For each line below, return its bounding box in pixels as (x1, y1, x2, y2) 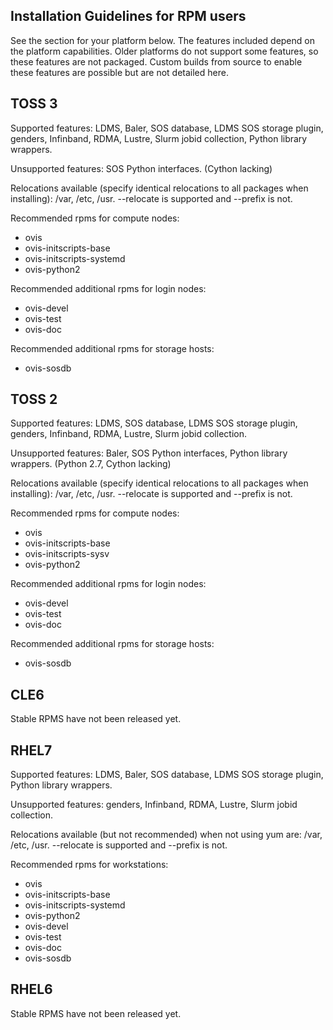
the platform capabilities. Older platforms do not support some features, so (10, 45, 319, 57)
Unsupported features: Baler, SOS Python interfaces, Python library (10, 447, 288, 459)
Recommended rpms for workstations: (10, 859, 169, 871)
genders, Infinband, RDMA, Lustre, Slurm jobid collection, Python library (10, 132, 308, 144)
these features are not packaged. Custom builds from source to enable (10, 55, 303, 68)
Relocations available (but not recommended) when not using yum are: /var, (10, 829, 323, 841)
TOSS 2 (10, 391, 58, 408)
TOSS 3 (10, 95, 58, 113)
